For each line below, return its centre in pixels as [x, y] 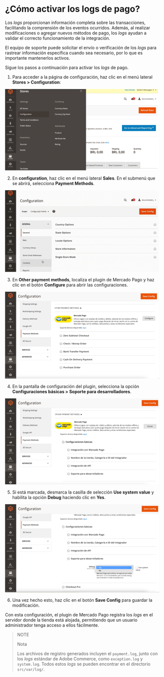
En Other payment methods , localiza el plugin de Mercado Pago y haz [83, 279]
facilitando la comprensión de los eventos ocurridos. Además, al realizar [78, 27]
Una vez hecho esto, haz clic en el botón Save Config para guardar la [82, 600]
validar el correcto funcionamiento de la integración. [58, 38]
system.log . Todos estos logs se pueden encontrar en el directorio [83, 664]
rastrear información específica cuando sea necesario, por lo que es [74, 53]
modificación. [26, 605]
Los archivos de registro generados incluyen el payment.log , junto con [87, 654]
